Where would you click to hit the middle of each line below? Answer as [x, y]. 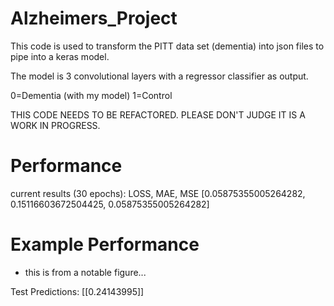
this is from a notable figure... [85, 272]
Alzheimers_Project [94, 18]
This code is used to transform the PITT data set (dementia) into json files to [167, 46]
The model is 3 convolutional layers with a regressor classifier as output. [159, 76]
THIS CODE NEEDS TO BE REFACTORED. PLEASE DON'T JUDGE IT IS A [158, 114]
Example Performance [105, 244]
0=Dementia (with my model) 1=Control [91, 95]
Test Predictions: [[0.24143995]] [77, 291]
